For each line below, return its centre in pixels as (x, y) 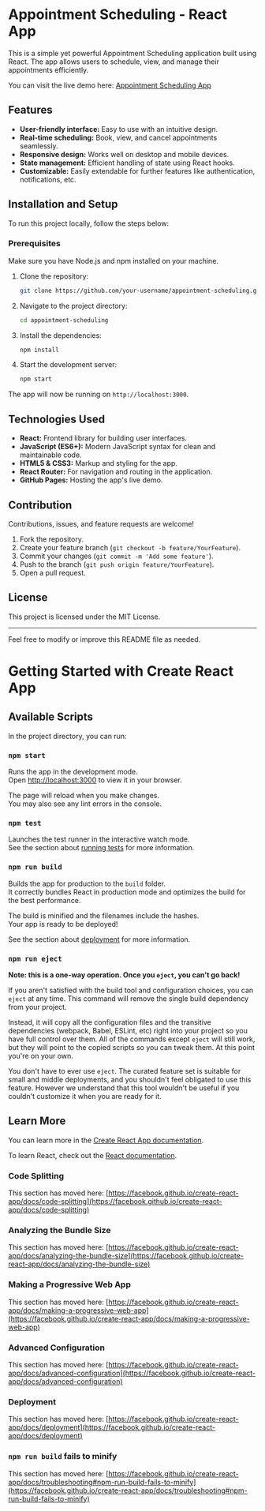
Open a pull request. (53, 572)
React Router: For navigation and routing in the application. (116, 472)
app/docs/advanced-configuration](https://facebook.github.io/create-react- (132, 1373)
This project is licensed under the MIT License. (84, 617)
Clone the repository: (54, 276)
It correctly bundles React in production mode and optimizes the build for (127, 892)
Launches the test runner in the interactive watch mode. (99, 839)
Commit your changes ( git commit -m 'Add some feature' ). (117, 556)
